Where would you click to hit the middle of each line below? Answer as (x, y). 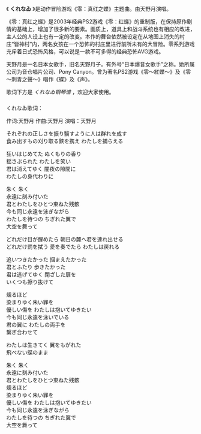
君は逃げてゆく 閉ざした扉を (41, 274)
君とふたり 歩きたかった (36, 267)
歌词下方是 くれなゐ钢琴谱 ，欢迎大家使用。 (60, 92)
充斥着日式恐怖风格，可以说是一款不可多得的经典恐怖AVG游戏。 (85, 52)
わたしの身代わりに (30, 176)
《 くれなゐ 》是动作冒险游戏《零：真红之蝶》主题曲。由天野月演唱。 (89, 9)
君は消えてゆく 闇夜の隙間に (41, 168)
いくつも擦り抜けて (30, 282)
